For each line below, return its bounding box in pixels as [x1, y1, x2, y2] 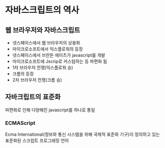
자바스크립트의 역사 [5, 4, 79, 16]
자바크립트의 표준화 [5, 93, 61, 101]
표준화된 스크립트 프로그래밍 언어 [5, 138, 69, 144]
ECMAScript [5, 119, 36, 126]
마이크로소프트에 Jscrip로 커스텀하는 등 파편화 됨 [12, 58, 108, 64]
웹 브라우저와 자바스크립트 [5, 26, 80, 34]
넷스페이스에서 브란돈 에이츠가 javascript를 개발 [12, 52, 106, 58]
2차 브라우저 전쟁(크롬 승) [12, 77, 62, 83]
